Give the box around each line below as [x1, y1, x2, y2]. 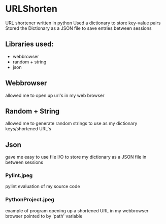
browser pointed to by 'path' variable [5, 213, 83, 219]
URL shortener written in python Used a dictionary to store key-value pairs [5, 20, 161, 26]
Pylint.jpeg [5, 172, 33, 179]
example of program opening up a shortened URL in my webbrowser [5, 207, 149, 213]
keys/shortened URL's [5, 126, 52, 132]
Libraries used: [5, 40, 54, 49]
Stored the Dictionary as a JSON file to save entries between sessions [5, 25, 152, 31]
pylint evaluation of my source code [5, 183, 80, 190]
